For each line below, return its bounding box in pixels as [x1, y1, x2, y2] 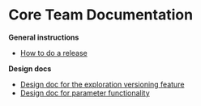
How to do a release [19, 48, 88, 57]
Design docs [8, 63, 52, 74]
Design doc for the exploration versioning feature [19, 79, 185, 89]
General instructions [8, 32, 79, 42]
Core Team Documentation [8, 6, 193, 24]
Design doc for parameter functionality [19, 87, 150, 98]
